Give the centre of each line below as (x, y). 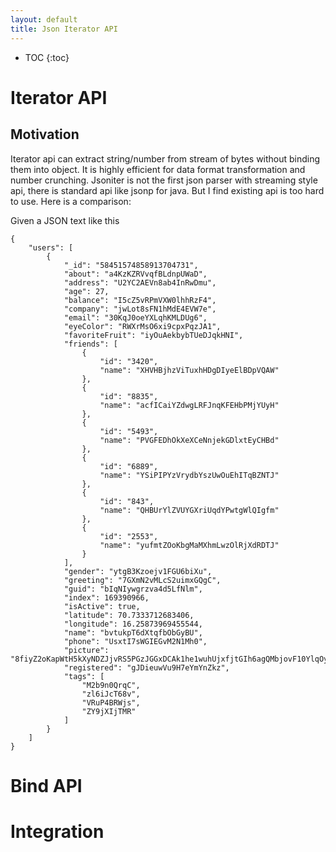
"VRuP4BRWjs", (111, 702)
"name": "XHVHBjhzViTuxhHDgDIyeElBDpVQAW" (189, 370)
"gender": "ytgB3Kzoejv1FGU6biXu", (138, 571)
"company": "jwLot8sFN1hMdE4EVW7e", (140, 309)
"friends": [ (90, 344)
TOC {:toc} (47, 57)
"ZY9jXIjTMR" (109, 711)
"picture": (86, 650)
